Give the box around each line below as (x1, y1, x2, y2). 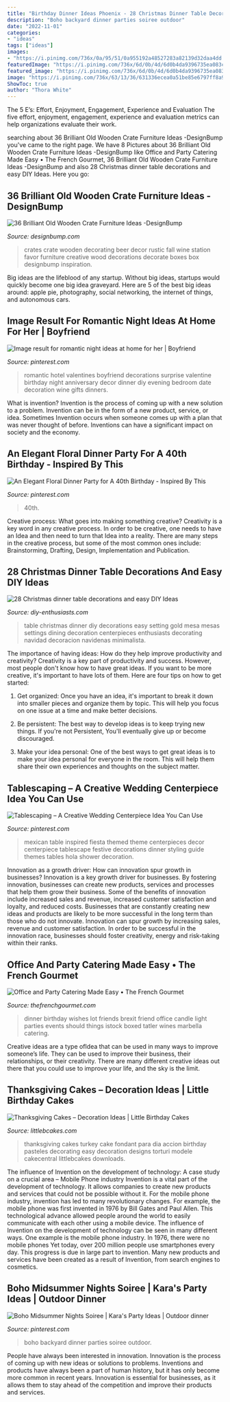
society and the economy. (7, 427, 81, 436)
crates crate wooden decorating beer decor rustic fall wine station (23, 245, 211, 254)
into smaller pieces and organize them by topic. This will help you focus (16, 699, 219, 708)
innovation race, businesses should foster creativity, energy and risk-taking (7, 932, 220, 940)
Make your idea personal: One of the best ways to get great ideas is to (16, 748, 216, 756)
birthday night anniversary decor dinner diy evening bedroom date (23, 378, 212, 386)
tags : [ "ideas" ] (7, 42, 53, 49)
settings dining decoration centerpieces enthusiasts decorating (23, 629, 203, 637)
